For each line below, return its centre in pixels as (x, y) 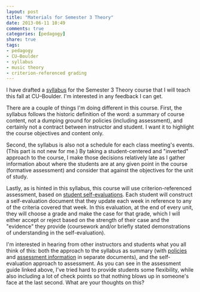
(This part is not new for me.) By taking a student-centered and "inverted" (97, 151)
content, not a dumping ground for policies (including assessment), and (94, 121)
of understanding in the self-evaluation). (56, 233)
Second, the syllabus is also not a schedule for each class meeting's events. (100, 145)
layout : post (22, 12)
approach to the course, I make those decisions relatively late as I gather (96, 158)
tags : (13, 45)
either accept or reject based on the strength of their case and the (88, 220)
